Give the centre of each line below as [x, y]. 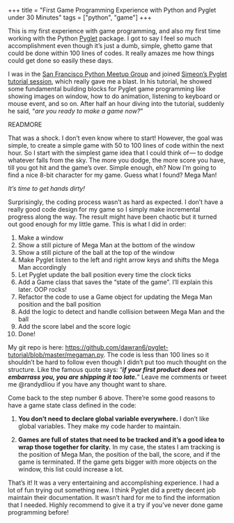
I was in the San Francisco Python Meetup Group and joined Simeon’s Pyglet [117, 74]
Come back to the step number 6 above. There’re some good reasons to [111, 398]
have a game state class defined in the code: [72, 405]
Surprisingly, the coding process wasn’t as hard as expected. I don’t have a [116, 202]
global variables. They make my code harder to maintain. [100, 426]
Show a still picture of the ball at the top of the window [96, 252]
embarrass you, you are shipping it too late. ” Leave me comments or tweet [117, 377]
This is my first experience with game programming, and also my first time [115, 31]
